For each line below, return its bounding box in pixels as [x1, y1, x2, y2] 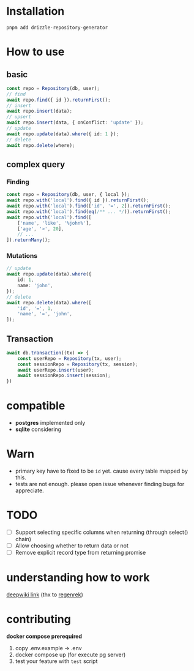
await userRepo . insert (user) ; [17, 367, 95, 373]
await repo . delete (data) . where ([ [6, 299, 92, 306]
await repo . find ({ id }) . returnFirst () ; [6, 97, 111, 103]
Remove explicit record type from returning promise [15, 549, 146, 557]
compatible [6, 399, 65, 413]
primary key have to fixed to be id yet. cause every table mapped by [15, 467, 188, 475]
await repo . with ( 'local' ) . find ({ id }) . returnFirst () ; [6, 197, 149, 203]
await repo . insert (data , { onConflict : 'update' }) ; [6, 119, 144, 126]
